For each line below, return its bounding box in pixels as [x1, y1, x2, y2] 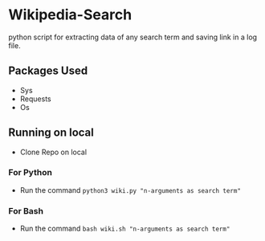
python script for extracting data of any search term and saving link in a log [8, 32, 258, 42]
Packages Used [8, 64, 88, 78]
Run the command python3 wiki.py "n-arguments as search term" [19, 185, 241, 194]
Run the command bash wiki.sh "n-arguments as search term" [19, 223, 230, 234]
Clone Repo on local [19, 147, 87, 157]
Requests [19, 94, 51, 104]
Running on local [8, 126, 94, 140]
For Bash [8, 205, 44, 216]
